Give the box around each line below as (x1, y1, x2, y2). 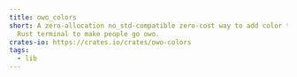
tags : (9, 46, 29, 55)
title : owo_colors (9, 12, 77, 22)
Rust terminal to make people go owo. (17, 29, 161, 38)
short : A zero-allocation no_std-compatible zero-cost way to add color (9, 21, 283, 30)
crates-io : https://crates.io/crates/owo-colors (9, 37, 192, 47)
